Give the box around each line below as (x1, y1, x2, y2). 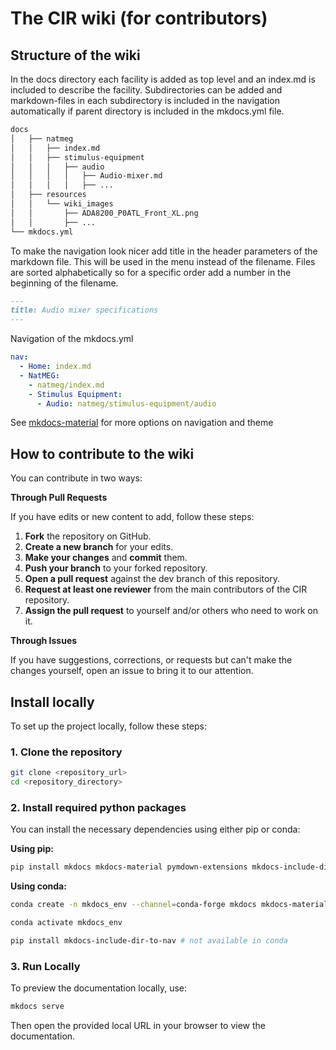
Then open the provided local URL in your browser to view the (10, 1020, 267, 1032)
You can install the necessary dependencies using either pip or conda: (10, 823, 301, 836)
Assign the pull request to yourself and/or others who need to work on (24, 605, 318, 617)
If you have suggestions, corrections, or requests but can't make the (10, 654, 293, 666)
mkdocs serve (10, 1002, 65, 1012)
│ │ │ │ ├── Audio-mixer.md (10, 171, 163, 181)
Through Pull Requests (10, 492, 108, 504)
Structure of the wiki (10, 47, 141, 64)
